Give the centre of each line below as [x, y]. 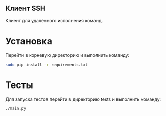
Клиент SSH [26, 8]
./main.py [16, 108]
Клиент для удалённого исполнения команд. [54, 20]
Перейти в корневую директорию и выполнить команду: [67, 55]
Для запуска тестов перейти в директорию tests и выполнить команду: [83, 99]
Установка [29, 41]
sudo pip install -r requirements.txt [46, 65]
